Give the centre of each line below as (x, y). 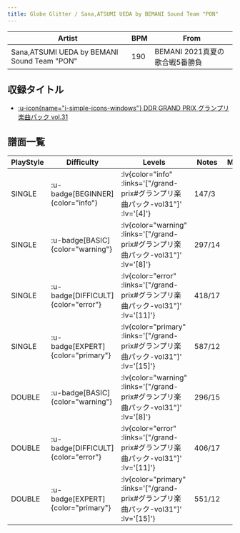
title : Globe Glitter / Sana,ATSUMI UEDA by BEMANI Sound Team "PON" (113, 14)
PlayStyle (27, 163)
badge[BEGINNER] (82, 194)
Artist (68, 38)
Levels (154, 163)
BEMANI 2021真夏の (190, 51)
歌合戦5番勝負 (179, 62)
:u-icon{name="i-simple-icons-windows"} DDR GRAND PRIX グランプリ (124, 108)
